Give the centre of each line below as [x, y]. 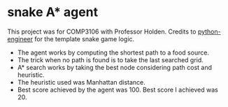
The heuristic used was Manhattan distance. [81, 82]
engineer [20, 38]
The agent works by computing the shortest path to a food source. [113, 52]
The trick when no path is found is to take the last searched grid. [111, 59]
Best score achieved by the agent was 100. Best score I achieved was [117, 90]
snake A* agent [53, 12]
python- [209, 31]
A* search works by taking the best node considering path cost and [114, 67]
